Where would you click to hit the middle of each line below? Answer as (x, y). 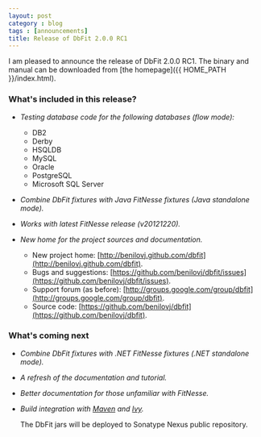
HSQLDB (47, 149)
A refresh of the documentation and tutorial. (93, 377)
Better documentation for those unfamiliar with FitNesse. (114, 393)
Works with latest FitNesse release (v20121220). (100, 223)
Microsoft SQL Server (68, 184)
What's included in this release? (72, 99)
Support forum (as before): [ (79, 289)
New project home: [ (66, 255)
